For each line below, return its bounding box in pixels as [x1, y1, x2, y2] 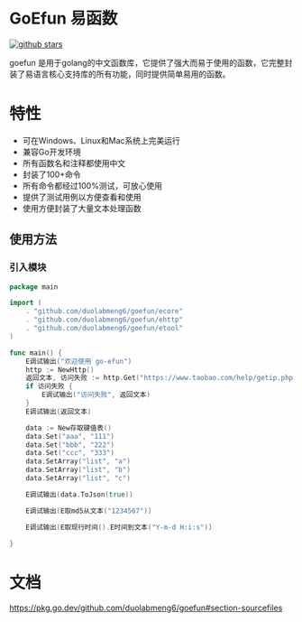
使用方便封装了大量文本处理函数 [22, 202, 142, 213]
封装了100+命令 [22, 169, 81, 180]
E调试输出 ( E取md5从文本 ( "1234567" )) [25, 506, 152, 515]
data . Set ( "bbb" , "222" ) [25, 440, 115, 450]
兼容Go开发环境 [22, 146, 81, 157]
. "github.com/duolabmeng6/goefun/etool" [25, 324, 183, 333]
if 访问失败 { [25, 382, 74, 391]
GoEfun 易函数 [9, 8, 118, 29]
